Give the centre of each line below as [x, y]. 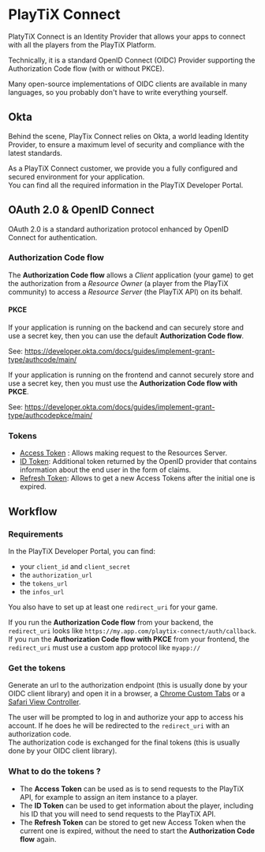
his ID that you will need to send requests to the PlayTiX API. [118, 814]
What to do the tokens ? [54, 771]
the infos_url [42, 592]
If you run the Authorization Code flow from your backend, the [111, 623]
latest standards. [35, 153]
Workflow [33, 511]
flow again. [38, 839]
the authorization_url [56, 575]
